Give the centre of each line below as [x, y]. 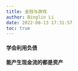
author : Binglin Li [30, 17]
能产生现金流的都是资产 [35, 62]
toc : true [18, 28]
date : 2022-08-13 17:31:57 [39, 22]
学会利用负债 [22, 47]
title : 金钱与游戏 [27, 12]
